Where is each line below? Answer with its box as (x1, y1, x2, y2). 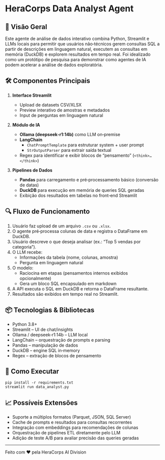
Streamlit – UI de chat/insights (12, 326, 73, 333)
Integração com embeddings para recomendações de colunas (12, 425, 138, 430)
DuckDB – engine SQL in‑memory (12, 348, 80, 354)
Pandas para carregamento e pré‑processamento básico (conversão (19, 177, 159, 182)
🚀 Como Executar (5, 367, 59, 375)
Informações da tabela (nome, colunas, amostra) (19, 254, 118, 260)
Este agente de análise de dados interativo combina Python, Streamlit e (5, 35, 150, 41)
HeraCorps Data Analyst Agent (5, 3, 134, 14)
